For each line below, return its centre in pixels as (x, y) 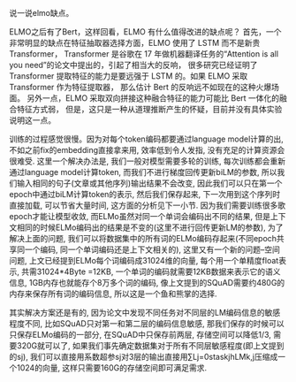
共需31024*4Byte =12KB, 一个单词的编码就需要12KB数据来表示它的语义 (151, 271)
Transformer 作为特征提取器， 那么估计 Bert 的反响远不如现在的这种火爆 (140, 87)
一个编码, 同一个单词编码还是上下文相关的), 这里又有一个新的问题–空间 (152, 249)
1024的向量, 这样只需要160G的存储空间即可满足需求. (112, 368)
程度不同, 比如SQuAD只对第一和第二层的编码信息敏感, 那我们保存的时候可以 (147, 324)
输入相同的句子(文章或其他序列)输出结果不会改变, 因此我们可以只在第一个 (149, 183)
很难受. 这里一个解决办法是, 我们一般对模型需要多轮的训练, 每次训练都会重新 (147, 161)
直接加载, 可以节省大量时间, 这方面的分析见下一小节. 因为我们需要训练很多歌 (147, 205)
